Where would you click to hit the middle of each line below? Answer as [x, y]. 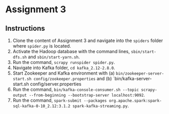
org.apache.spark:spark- [135, 101]
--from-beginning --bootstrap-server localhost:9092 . [87, 95]
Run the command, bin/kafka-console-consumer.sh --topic [76, 89]
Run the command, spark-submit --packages [60, 100]
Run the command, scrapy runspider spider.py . [64, 62]
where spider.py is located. [42, 46]
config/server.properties [56, 84]
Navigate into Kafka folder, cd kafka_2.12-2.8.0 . [64, 68]
